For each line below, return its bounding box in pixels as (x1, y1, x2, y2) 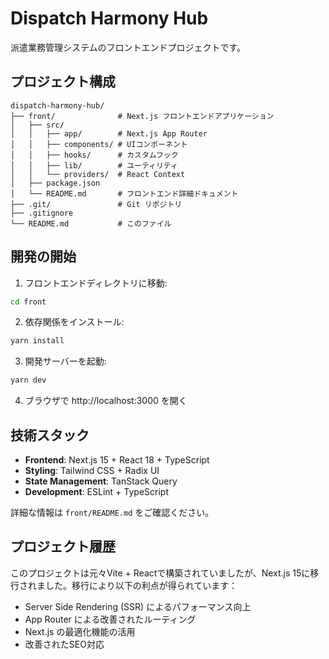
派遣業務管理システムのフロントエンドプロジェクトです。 (10, 41, 247, 53)
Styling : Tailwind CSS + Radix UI (24, 465, 160, 476)
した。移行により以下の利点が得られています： (44, 579, 238, 591)
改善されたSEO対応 (24, 638, 105, 650)
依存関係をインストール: (24, 316, 125, 328)
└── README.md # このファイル (10, 218, 172, 229)
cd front (10, 297, 47, 307)
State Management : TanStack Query (24, 475, 178, 487)
